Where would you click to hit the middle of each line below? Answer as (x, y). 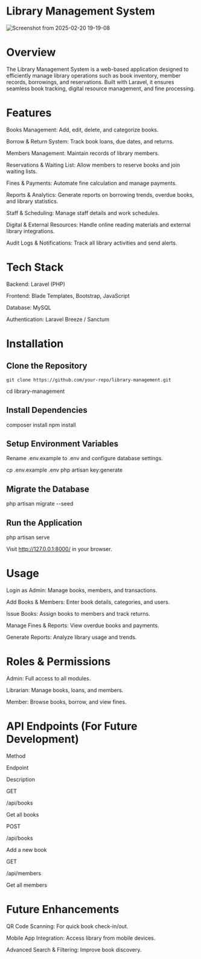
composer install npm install (41, 424)
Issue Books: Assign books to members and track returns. (78, 613)
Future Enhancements (63, 909)
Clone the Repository (47, 366)
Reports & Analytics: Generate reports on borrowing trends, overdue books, (100, 194)
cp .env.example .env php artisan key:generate (65, 470)
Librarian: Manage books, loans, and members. (65, 690)
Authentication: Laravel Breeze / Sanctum (58, 319)
